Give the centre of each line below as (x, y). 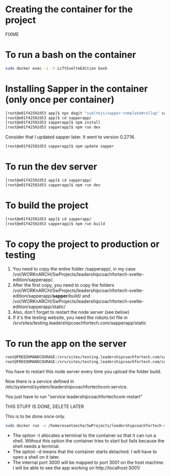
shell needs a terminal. (36, 446)
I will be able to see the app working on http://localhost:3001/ (76, 468)
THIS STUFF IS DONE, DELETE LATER (45, 407)
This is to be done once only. (35, 416)
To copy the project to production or (82, 244)
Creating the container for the (69, 9)
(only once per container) (60, 99)
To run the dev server (51, 167)
